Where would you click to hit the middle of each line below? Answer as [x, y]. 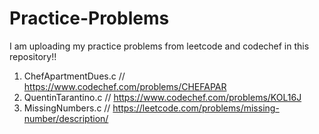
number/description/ [66, 118]
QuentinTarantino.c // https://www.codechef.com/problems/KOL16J [162, 97]
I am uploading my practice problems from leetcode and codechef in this [159, 46]
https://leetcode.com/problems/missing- [196, 108]
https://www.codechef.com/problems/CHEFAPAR [125, 86]
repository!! [33, 56]
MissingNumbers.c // [67, 108]
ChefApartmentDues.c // [74, 76]
